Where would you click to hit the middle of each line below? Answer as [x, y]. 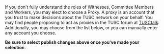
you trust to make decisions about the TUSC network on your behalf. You [79, 17]
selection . [15, 47]
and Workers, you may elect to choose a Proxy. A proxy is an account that [80, 12]
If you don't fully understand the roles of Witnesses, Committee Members [79, 7]
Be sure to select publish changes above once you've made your [72, 42]
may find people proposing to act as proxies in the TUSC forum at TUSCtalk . [82, 22]
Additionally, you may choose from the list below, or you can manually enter [82, 28]
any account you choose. [31, 33]
